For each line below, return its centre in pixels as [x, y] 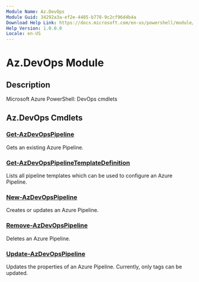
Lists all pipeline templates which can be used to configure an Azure [89, 176]
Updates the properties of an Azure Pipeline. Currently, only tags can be [94, 267]
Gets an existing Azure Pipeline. [45, 147]
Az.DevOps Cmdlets [44, 118]
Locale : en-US [24, 34]
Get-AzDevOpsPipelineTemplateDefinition [68, 162]
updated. [17, 273]
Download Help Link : [32, 23]
